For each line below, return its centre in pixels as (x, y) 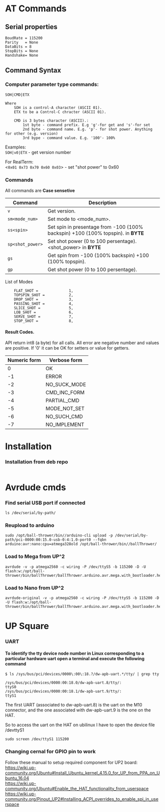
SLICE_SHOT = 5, (44, 308)
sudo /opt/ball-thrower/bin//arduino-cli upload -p (59, 535)
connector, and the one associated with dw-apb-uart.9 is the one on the (78, 710)
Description (103, 203)
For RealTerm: (19, 162)
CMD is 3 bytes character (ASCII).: (52, 121)
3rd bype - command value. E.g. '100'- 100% (69, 138)
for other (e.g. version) (31, 134)
